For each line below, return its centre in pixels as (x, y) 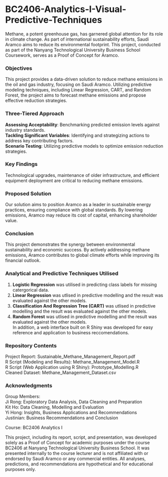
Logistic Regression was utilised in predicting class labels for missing (85, 284)
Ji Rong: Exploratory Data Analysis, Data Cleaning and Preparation (74, 402)
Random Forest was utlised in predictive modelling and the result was (85, 316)
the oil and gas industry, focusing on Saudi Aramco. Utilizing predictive (78, 84)
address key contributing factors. (39, 140)
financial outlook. (23, 260)
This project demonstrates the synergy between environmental (70, 244)
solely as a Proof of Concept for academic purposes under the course (77, 443)
